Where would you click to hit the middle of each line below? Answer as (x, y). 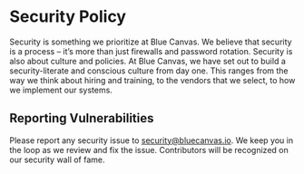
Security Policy (68, 17)
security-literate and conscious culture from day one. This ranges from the (149, 71)
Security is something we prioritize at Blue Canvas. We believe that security (151, 42)
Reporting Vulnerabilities (82, 118)
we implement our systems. (61, 90)
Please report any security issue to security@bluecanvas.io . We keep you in (151, 140)
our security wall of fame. (57, 159)
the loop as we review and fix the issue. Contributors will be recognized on (149, 150)
